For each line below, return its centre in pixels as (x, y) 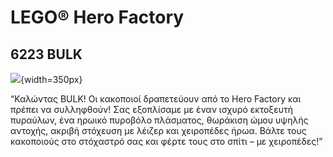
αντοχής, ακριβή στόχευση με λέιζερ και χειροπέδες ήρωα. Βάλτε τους (158, 130)
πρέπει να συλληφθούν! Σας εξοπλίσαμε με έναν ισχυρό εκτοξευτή (151, 109)
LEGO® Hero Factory (97, 17)
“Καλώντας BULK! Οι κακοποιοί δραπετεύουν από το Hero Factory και (156, 99)
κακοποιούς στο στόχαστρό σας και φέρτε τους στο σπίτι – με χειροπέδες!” (166, 141)
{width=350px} (51, 79)
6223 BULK (46, 54)
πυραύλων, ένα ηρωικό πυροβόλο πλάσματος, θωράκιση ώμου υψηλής (159, 120)
